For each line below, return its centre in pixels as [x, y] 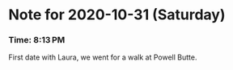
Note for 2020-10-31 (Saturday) [117, 15]
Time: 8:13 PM [37, 40]
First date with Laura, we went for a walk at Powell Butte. [103, 57]
